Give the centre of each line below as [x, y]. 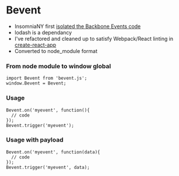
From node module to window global [59, 66]
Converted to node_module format [56, 51]
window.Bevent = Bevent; [36, 83]
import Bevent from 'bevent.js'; [47, 78]
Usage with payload [35, 140]
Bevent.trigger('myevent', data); [48, 167]
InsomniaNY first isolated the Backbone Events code [78, 26]
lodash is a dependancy [43, 32]
